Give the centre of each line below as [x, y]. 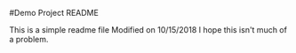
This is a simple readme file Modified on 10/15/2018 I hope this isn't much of [148, 30]
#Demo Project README [54, 13]
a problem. [29, 39]
